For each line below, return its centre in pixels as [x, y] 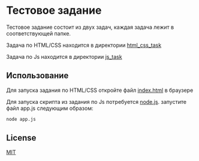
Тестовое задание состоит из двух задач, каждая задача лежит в [90, 27]
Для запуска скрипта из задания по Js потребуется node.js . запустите [97, 102]
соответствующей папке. [38, 33]
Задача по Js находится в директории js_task [64, 56]
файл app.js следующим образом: [50, 108]
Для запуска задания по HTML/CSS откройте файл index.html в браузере [100, 90]
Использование [37, 76]
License [21, 138]
